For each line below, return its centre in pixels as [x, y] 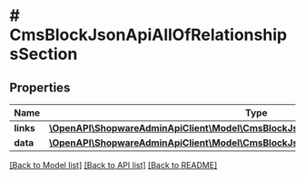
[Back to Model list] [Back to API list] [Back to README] [113, 165]
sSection [44, 54]
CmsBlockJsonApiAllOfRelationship [148, 35]
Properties [40, 87]
